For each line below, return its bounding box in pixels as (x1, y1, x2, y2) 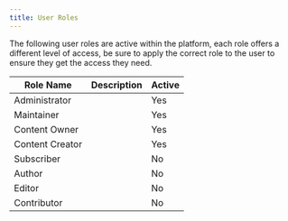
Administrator (14, 94, 72, 106)
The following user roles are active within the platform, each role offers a (9, 38, 280, 49)
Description (90, 78, 143, 91)
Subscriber (14, 152, 61, 165)
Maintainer (14, 108, 60, 121)
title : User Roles (9, 13, 79, 23)
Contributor (14, 196, 63, 208)
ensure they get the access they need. (9, 57, 153, 68)
